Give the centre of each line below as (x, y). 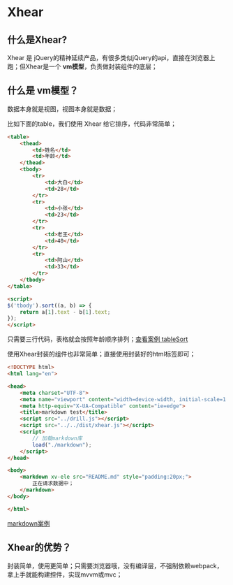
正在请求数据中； (53, 484)
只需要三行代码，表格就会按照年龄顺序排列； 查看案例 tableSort (98, 339)
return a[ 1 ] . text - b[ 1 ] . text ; (65, 312)
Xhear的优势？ (39, 548)
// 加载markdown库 (57, 438)
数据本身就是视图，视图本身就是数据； (62, 108)
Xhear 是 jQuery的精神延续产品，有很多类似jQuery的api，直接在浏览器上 (111, 58)
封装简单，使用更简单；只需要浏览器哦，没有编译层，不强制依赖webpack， (115, 565)
